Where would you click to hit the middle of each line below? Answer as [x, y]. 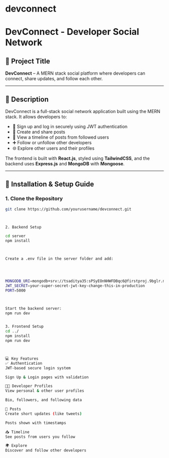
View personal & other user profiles [45, 391]
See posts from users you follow [40, 437]
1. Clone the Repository [34, 199]
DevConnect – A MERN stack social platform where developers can [75, 73]
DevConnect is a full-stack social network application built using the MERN [83, 111]
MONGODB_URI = [19, 281]
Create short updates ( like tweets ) [44, 414]
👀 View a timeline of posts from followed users [61, 137]
